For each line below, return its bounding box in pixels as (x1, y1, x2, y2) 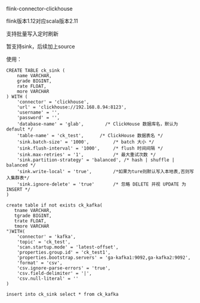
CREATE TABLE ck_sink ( (6, 68, 66, 74)
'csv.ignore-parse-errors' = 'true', (17, 265, 111, 271)
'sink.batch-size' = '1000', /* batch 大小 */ (17, 139, 155, 145)
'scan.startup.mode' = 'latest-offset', (17, 244, 119, 250)
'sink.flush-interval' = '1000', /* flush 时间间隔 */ (17, 146, 163, 151)
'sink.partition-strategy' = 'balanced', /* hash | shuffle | (17, 157, 175, 163)
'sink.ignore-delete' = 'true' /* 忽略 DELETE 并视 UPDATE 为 (17, 181, 186, 187)
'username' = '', (17, 110, 60, 116)
